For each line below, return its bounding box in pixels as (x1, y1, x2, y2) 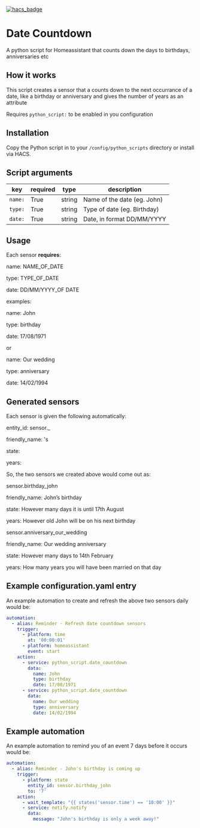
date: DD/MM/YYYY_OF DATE (6, 286, 80, 293)
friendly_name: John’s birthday (6, 494, 82, 501)
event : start (28, 649, 60, 655)
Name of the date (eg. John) (83, 196, 163, 204)
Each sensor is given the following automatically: (6, 413, 127, 419)
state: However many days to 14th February (6, 552, 114, 559)
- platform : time (22, 632, 66, 638)
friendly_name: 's (6, 436, 49, 443)
